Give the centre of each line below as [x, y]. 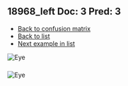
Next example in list [46, 43]
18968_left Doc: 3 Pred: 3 [64, 12]
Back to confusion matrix [54, 28]
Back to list [34, 36]
